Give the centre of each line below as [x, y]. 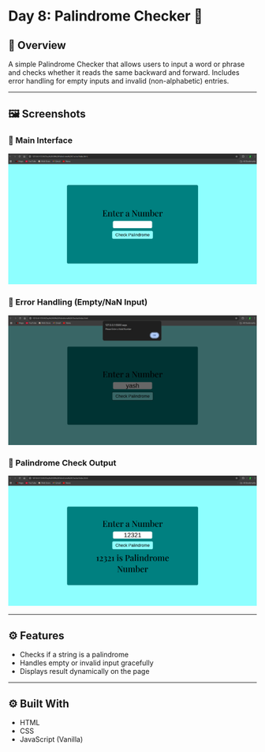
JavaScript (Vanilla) [51, 739]
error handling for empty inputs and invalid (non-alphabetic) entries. [119, 81]
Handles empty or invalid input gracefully [86, 663]
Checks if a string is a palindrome [74, 655]
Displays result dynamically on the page [84, 672]
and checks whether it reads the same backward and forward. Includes [124, 73]
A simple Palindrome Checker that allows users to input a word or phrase [127, 64]
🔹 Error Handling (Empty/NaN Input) [78, 302]
